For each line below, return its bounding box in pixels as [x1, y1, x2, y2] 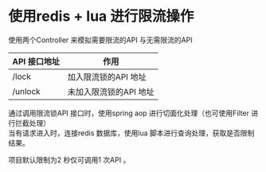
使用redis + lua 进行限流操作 [8, 7, 194, 25]
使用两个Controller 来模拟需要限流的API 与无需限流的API [8, 35, 193, 45]
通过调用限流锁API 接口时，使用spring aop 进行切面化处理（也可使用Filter [8, 108, 249, 118]
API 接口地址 [12, 56, 61, 67]
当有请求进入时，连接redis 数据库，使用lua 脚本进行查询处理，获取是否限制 [8, 128, 255, 138]
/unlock [12, 85, 41, 96]
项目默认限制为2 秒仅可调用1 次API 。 [8, 154, 131, 164]
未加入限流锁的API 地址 [67, 86, 155, 97]
